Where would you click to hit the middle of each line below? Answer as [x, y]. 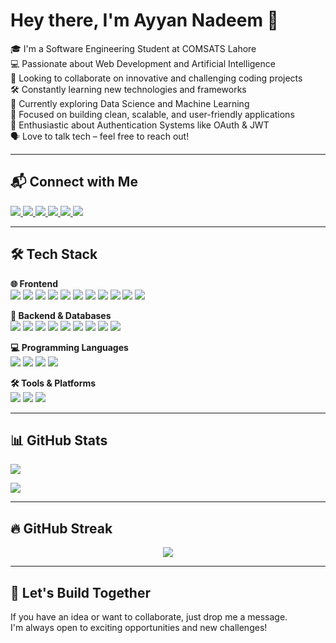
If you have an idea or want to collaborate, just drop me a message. [149, 617]
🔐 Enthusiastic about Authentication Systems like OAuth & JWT [140, 125]
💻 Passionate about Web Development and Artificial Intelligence [143, 63]
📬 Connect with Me [74, 182]
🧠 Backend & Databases [61, 315]
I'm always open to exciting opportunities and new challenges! [139, 627]
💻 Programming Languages [69, 347]
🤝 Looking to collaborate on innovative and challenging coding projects [156, 78]
